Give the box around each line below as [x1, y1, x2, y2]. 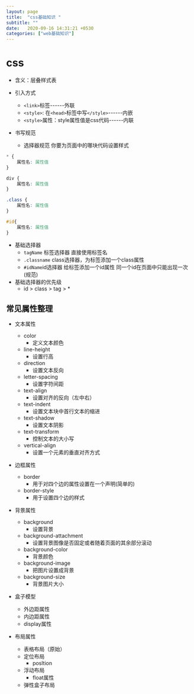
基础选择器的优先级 [14, 278, 62, 285]
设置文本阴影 [32, 421, 64, 428]
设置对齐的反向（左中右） [32, 394, 95, 401]
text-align [23, 387, 47, 394]
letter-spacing [23, 373, 58, 380]
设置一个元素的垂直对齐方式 [32, 449, 101, 456]
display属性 [23, 621, 52, 628]
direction [23, 360, 46, 367]
